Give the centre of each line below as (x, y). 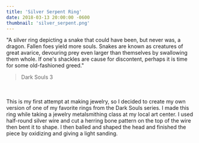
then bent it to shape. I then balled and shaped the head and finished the (96, 127)
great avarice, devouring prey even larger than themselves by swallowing (97, 53)
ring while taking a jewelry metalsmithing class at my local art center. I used (100, 114)
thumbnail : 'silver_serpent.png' (48, 23)
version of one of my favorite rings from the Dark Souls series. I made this (98, 108)
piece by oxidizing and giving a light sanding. (62, 133)
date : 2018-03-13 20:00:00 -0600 (48, 17)
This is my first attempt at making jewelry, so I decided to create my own (96, 102)
